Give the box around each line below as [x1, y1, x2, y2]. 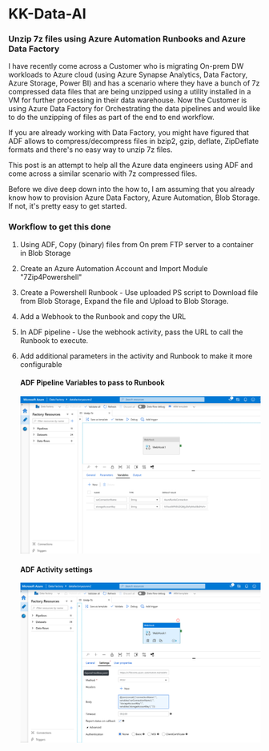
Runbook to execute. [19, 335, 89, 345]
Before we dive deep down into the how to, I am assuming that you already [8, 185, 255, 194]
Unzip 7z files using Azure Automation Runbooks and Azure [8, 34, 246, 45]
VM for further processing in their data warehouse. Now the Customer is [8, 95, 247, 105]
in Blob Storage [19, 248, 71, 258]
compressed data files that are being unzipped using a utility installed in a [8, 87, 251, 97]
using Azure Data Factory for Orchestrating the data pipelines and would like [8, 104, 261, 114]
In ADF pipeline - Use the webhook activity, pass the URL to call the [19, 327, 243, 337]
